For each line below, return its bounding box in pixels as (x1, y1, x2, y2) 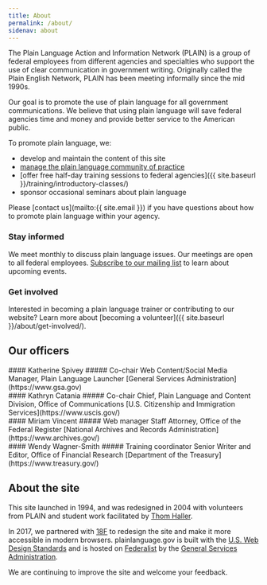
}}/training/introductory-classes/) (19, 179, 129, 189)
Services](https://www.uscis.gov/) (8, 408, 121, 417)
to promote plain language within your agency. (8, 212, 161, 221)
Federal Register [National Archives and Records (8, 424, 168, 434)
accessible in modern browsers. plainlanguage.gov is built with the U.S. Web (8, 535, 259, 544)
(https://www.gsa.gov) (8, 382, 82, 392)
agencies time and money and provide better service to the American (8, 115, 236, 124)
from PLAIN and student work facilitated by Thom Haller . (8, 511, 193, 521)
